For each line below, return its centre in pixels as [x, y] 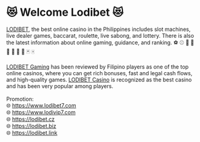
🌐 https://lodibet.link [32, 132]
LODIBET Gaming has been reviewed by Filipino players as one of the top [98, 67]
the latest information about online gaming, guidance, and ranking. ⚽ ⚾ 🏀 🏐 [100, 42]
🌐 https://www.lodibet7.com [41, 105]
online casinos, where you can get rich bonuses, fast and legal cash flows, [99, 73]
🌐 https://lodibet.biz [31, 126]
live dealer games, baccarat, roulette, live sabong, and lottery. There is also [100, 35]
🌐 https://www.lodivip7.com [41, 112]
